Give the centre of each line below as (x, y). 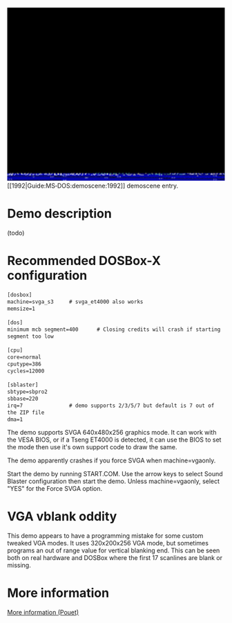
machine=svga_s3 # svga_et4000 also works (75, 302)
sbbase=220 (23, 399)
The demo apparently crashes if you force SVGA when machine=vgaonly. (112, 460)
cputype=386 (24, 364)
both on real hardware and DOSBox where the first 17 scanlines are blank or (115, 557)
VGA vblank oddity (62, 517)
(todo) (16, 233)
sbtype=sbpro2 (28, 392)
